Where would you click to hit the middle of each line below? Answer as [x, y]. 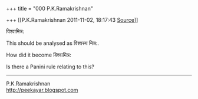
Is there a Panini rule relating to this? [50, 67]
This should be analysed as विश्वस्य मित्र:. [52, 43]
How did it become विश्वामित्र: [39, 55]
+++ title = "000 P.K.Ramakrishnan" [49, 9]
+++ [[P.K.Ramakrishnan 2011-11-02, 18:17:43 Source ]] [72, 20]
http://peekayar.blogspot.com [42, 90]
